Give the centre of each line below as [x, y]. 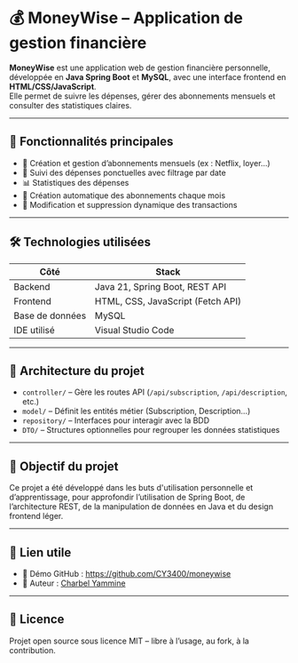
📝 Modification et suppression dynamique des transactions [129, 204]
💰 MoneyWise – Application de [126, 18]
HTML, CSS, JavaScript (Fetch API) [168, 301]
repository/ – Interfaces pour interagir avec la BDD [116, 420]
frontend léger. [36, 516]
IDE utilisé [34, 330]
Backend [32, 286]
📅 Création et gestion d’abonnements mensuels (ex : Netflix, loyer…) [146, 163]
